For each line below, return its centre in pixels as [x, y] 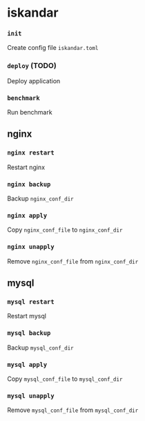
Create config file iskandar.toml [53, 48]
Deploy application [34, 80]
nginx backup [29, 184]
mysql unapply [31, 396]
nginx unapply [31, 247]
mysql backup [29, 333]
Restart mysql [27, 316]
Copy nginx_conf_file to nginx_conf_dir [65, 230]
